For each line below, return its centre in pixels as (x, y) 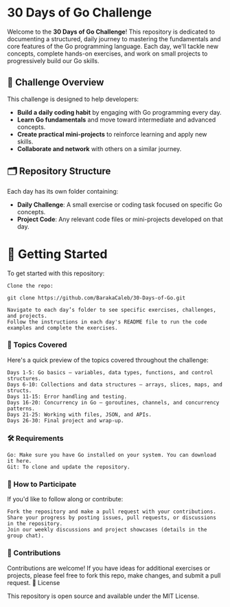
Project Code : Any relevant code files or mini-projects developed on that (120, 219)
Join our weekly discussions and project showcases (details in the (107, 530)
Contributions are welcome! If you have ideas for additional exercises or (109, 568)
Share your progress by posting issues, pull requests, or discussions (112, 518)
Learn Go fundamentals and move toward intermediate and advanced (116, 119)
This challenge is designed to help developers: (73, 99)
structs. (20, 390)
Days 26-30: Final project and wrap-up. (66, 420)
